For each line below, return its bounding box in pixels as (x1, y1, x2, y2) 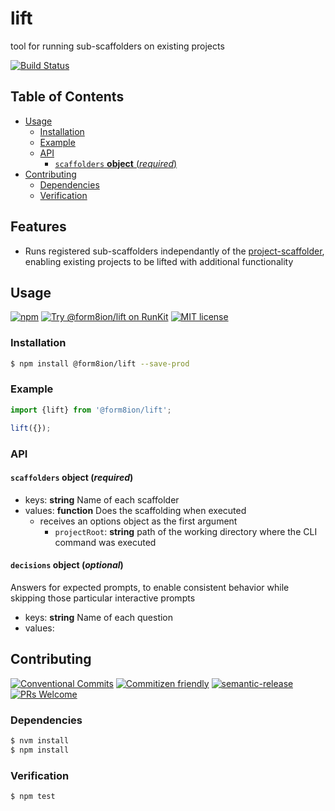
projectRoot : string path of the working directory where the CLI (54, 525, 318, 537)
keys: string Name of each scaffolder (24, 493, 180, 506)
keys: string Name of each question (24, 611, 174, 623)
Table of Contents (10, 88, 125, 106)
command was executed (54, 536, 157, 548)
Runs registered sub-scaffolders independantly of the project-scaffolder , (24, 245, 325, 257)
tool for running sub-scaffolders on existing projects (10, 40, 225, 52)
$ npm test (10, 792, 56, 802)
